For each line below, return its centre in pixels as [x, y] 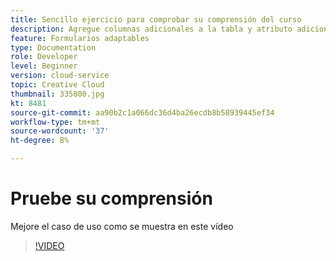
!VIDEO [49, 245]
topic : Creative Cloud [57, 85]
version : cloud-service [60, 76]
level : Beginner [44, 66]
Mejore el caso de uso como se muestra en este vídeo [122, 226]
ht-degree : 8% [40, 141]
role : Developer [44, 57]
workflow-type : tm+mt [55, 122]
